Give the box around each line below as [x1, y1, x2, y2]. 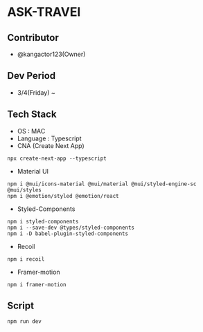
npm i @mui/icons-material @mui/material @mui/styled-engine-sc [7, 181, 197, 187]
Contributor [7, 32, 59, 44]
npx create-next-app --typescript [7, 155, 107, 162]
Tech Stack [7, 109, 57, 120]
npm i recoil [7, 255, 45, 263]
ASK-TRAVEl [7, 4, 81, 20]
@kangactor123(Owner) [17, 50, 86, 58]
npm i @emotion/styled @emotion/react [7, 192, 119, 199]
